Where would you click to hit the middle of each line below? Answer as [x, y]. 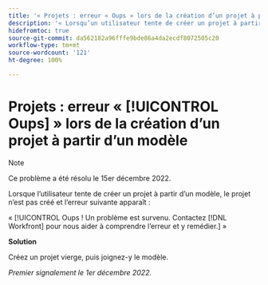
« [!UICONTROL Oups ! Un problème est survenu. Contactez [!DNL [118, 217]
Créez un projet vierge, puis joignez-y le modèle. [89, 257]
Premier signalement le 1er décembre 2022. [80, 272]
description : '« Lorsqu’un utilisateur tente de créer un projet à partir [135, 23]
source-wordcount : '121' [49, 53]
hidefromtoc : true [39, 30]
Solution [23, 241]
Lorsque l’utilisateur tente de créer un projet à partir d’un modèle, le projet [130, 193]
